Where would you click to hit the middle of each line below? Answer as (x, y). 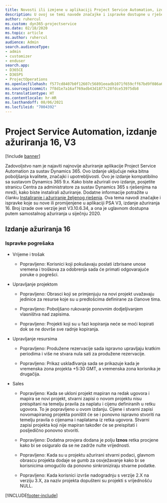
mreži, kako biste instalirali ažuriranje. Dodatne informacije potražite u (77, 192)
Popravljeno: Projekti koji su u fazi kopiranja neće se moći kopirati (87, 324)
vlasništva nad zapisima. (45, 314)
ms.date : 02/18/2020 (27, 28)
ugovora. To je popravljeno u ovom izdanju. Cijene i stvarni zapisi (86, 409)
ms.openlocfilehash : (27, 84)
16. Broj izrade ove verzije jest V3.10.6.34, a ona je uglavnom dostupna (77, 208)
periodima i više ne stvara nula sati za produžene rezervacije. (83, 353)
